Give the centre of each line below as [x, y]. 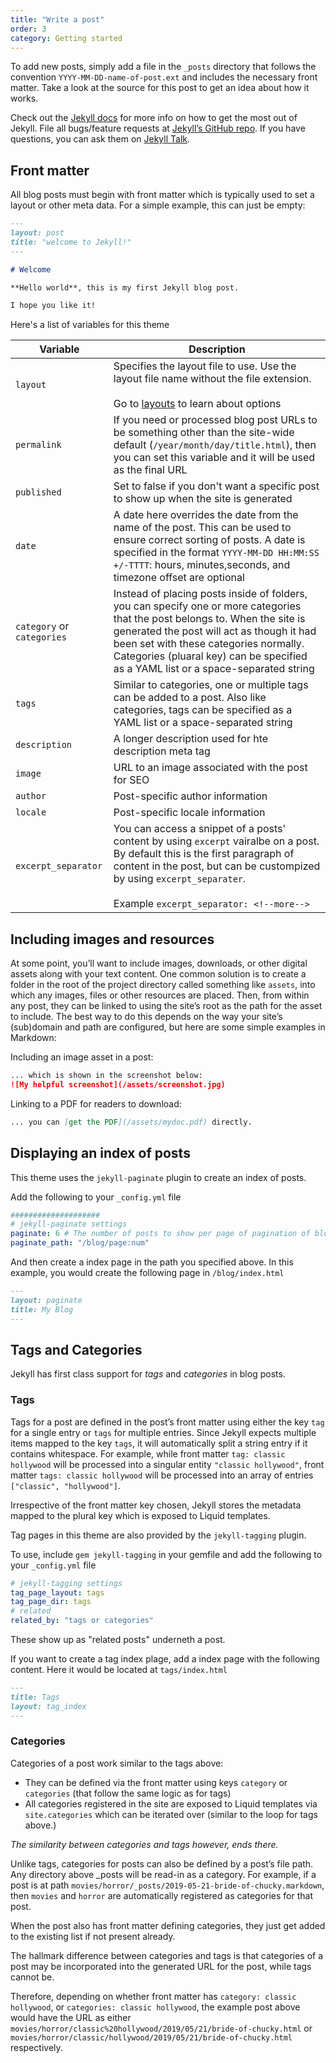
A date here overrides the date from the [206, 515]
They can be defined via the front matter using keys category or [156, 1782]
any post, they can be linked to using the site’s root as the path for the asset [166, 1006]
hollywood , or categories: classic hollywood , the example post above [155, 2007]
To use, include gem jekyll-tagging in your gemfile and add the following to [166, 1554]
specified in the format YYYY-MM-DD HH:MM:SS [216, 553]
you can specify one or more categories [207, 606]
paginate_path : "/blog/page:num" [80, 1243]
